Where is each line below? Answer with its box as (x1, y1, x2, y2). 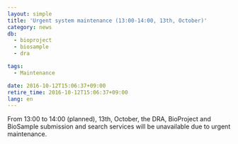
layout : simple (7, 10, 52, 18)
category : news (7, 23, 52, 31)
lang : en (7, 95, 33, 103)
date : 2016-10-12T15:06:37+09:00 (7, 82, 106, 89)
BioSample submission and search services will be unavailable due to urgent (7, 122, 231, 131)
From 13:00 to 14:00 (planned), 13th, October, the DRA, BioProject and (7, 115, 211, 123)
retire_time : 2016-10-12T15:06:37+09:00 (7, 89, 129, 96)
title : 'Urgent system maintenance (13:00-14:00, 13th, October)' (7, 17, 208, 24)
